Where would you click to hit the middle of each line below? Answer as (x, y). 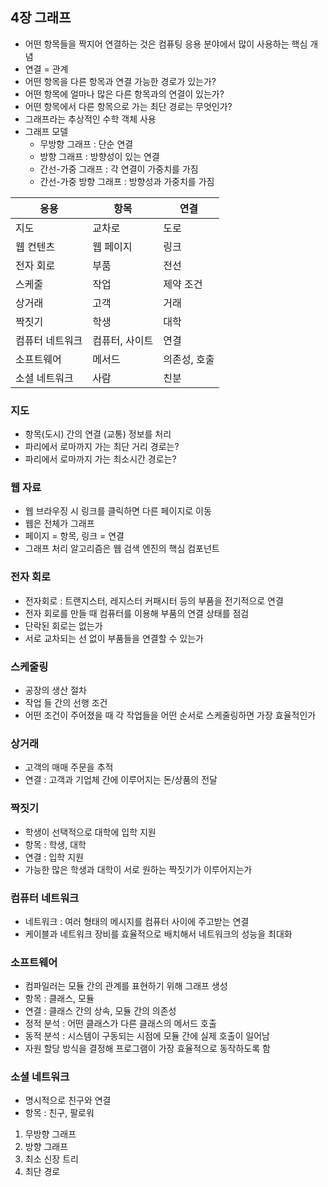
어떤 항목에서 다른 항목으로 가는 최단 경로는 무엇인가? (128, 106)
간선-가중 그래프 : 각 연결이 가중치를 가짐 (119, 169)
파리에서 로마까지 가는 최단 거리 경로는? (102, 447)
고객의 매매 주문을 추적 (69, 767)
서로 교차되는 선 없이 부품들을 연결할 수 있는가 (114, 638)
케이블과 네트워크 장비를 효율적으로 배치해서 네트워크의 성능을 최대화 (158, 934)
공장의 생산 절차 (55, 690)
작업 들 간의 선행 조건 (66, 702)
